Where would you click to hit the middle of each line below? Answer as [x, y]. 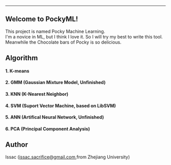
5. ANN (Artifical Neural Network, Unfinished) [55, 117]
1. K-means [17, 71]
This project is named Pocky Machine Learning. [55, 31]
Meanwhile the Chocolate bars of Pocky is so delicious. [63, 42]
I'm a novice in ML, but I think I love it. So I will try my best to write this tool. [84, 36]
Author [17, 145]
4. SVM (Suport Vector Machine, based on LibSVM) [61, 106]
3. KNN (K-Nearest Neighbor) [37, 94]
